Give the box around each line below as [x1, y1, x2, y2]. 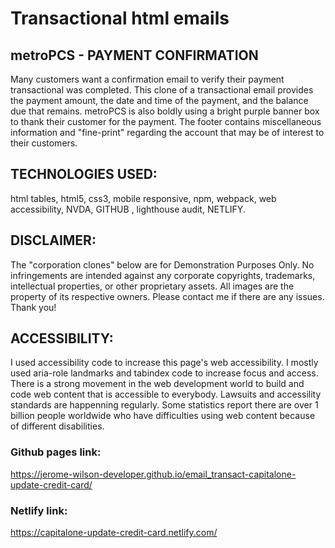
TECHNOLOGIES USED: [10, 166, 158, 183]
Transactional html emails [10, 7, 230, 30]
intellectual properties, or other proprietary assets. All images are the [10, 280, 295, 292]
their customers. [10, 137, 78, 149]
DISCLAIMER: [10, 232, 97, 249]
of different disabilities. [10, 420, 105, 432]
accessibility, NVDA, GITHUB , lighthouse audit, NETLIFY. [10, 203, 246, 215]
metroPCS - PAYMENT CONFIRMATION [10, 47, 259, 64]
